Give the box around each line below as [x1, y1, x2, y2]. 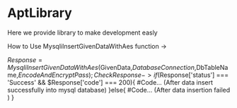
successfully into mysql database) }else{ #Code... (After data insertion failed [7, 85, 231, 94]
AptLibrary [7, 5, 72, 21]
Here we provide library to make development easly [7, 28, 158, 37]
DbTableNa [195, 63, 229, 71]
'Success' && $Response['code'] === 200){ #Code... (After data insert [7, 78, 214, 86]
